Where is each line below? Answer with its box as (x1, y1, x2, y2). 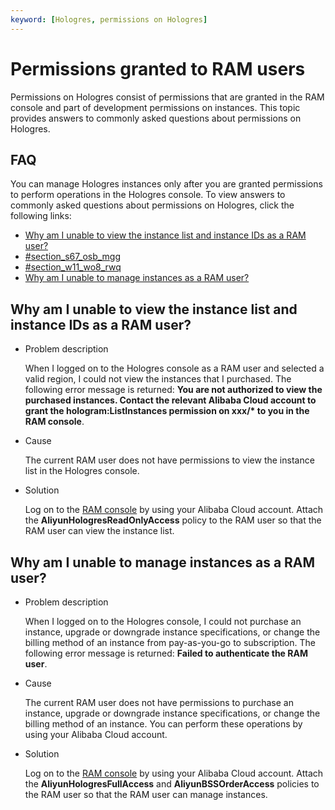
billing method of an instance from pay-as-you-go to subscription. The (24, 637, 316, 648)
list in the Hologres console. (24, 465, 140, 477)
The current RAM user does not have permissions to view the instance (24, 454, 315, 466)
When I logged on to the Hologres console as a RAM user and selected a (24, 362, 325, 375)
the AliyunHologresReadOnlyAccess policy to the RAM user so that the (24, 514, 322, 526)
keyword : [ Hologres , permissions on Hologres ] (10, 14, 208, 25)
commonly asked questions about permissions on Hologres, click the (10, 199, 295, 211)
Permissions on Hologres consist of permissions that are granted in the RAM (10, 91, 325, 103)
